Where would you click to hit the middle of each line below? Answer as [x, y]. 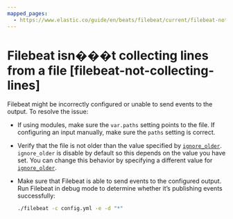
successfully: [36, 196]
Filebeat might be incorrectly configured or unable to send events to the [110, 104]
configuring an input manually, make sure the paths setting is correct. [116, 133]
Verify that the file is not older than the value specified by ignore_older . [119, 146]
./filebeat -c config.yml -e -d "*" [70, 209]
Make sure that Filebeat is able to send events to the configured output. [119, 181]
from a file [37, 70]
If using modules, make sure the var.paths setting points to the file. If [116, 125]
